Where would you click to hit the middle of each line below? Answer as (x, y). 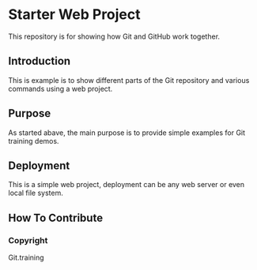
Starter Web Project (74, 15)
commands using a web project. (60, 88)
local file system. (36, 193)
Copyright (28, 240)
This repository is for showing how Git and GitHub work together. (114, 36)
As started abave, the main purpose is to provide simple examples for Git (127, 133)
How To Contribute (56, 217)
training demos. (34, 141)
